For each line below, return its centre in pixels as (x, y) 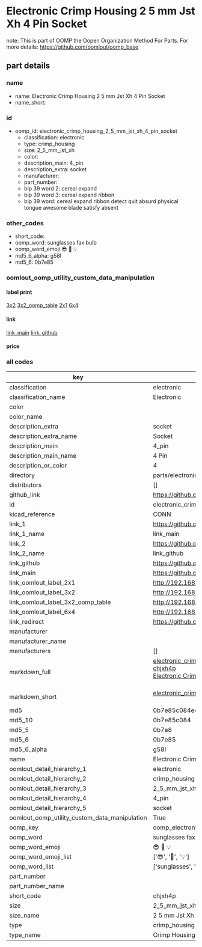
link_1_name (27, 534)
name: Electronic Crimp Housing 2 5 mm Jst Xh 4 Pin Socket (90, 96)
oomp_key (24, 827)
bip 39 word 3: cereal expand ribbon (69, 195)
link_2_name (27, 553)
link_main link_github (32, 332)
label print (19, 292)
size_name (24, 916)
